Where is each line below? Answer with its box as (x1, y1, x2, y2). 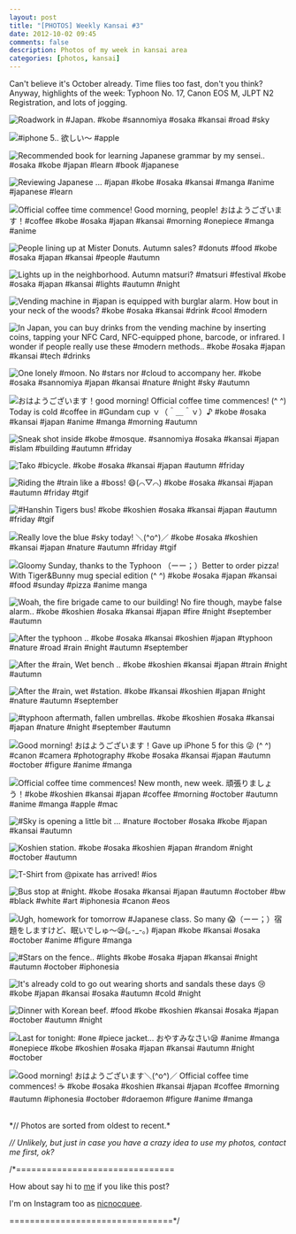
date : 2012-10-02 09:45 (9, 29, 97, 38)
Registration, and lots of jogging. (9, 97, 128, 107)
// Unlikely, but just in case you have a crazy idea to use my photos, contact (9, 1138, 287, 1147)
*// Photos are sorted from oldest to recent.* (9, 1121, 171, 1130)
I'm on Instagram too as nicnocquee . (9, 1199, 143, 1208)
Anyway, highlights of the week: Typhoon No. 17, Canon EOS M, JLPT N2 (9, 88, 274, 98)
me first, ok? (9, 1147, 55, 1157)
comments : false (9, 37, 69, 47)
